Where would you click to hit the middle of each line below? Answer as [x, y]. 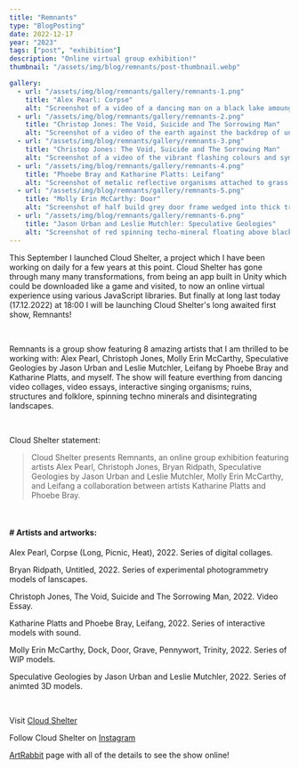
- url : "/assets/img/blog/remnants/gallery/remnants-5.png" [131, 191]
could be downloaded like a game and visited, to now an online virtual [137, 286]
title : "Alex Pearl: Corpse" [79, 100]
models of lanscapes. [48, 579]
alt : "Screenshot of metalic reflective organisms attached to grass [157, 182]
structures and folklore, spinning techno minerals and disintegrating [133, 396]
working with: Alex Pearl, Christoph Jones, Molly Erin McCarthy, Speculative [149, 358]
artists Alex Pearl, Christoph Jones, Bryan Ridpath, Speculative [146, 466]
